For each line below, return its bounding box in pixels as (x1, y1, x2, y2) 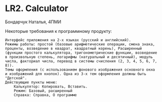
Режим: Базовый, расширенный (14, 88, 73, 93)
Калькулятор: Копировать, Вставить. (14, 84, 88, 89)
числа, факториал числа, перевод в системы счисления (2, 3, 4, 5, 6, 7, (5, 58, 158, 63)
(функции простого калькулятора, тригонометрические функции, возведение (5, 50, 158, 55)
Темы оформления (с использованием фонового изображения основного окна (5, 67, 155, 72)
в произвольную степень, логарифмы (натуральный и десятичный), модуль (5, 54, 153, 59)
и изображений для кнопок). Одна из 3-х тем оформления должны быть (5, 71, 146, 76)
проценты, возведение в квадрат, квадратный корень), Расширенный (5, 46, 142, 51)
